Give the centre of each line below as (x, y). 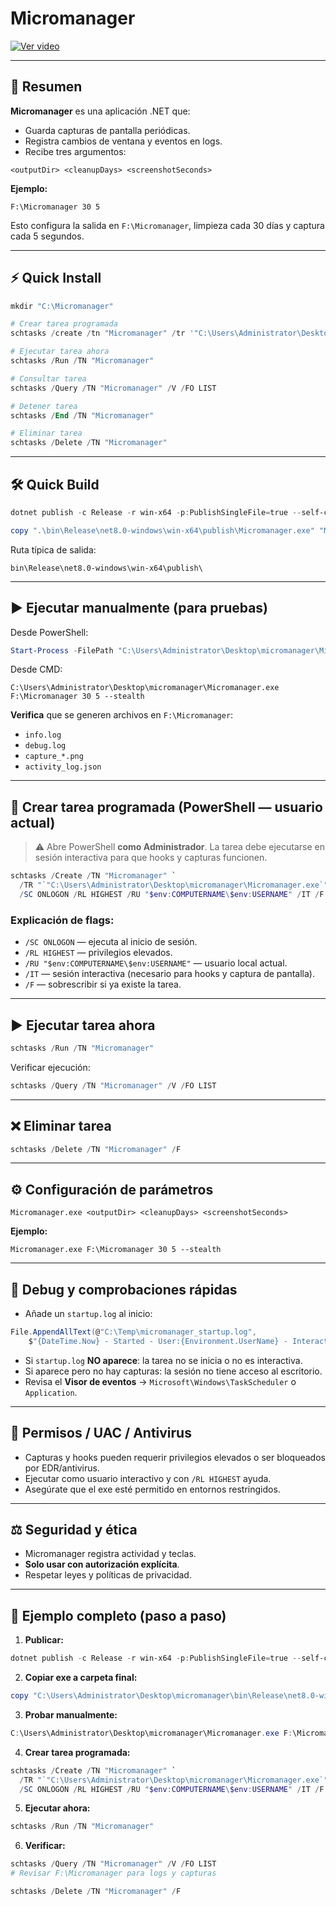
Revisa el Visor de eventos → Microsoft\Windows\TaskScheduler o (160, 1381)
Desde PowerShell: (49, 632)
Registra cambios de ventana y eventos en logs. (123, 141)
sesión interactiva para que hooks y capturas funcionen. (151, 858)
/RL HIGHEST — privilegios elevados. (98, 953)
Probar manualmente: (71, 1714)
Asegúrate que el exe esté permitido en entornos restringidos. (152, 1489)
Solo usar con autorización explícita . (102, 1564)
